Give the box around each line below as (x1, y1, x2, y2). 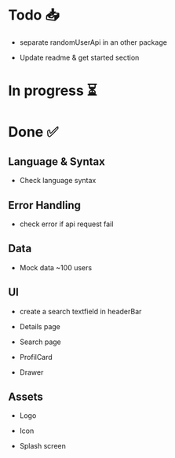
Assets (8, 390, 43, 403)
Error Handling (8, 198, 81, 212)
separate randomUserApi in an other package (19, 37, 167, 47)
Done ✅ (8, 123, 59, 141)
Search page (19, 337, 61, 346)
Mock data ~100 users (19, 262, 93, 272)
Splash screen (19, 442, 67, 451)
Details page (19, 321, 60, 331)
